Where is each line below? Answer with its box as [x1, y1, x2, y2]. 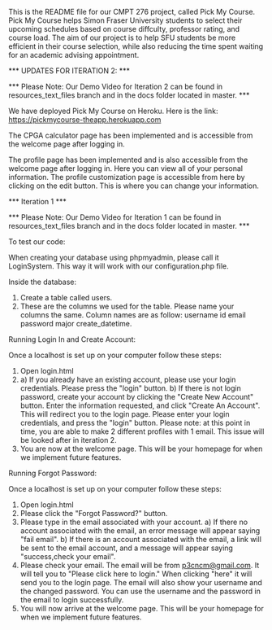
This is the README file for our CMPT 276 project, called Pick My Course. [8, 7, 256, 16]
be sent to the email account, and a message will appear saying [19, 543, 234, 553]
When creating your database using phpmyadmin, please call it [8, 252, 219, 262]
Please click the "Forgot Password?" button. [19, 509, 168, 518]
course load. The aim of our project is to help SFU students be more [8, 33, 236, 42]
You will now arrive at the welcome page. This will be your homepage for [19, 604, 264, 613]
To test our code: [8, 237, 66, 247]
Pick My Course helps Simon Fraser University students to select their [8, 15, 243, 25]
